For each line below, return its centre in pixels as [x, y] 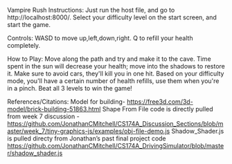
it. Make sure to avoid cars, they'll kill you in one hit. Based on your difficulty [116, 73]
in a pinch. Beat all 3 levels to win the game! [70, 88]
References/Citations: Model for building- [66, 102]
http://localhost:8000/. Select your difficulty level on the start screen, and [112, 17]
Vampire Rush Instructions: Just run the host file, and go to [91, 10]
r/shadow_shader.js [35, 153]
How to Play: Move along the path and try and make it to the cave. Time [109, 59]
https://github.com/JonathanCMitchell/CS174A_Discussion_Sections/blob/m [115, 124]
